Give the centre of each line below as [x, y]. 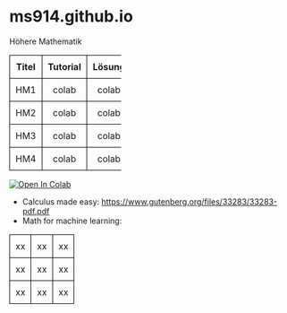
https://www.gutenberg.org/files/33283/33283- [190, 201]
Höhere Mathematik [46, 41]
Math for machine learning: [72, 221]
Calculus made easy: [61, 201]
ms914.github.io [72, 17]
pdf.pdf [36, 211]
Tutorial [65, 66]
